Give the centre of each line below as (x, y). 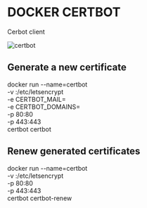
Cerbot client (26, 32)
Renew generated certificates (74, 151)
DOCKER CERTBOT (64, 12)
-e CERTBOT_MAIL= (37, 99)
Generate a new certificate (67, 67)
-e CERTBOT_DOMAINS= (44, 107)
